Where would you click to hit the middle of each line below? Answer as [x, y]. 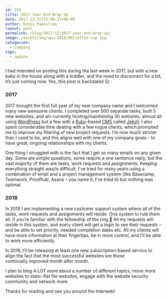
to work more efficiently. [30, 240]
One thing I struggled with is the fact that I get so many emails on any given [83, 153]
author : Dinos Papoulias [31, 24]
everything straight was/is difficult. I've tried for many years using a [75, 168]
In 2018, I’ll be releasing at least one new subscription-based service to [79, 250]
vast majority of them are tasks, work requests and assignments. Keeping [81, 163]
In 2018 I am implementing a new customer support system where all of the [83, 209]
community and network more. [37, 281]
